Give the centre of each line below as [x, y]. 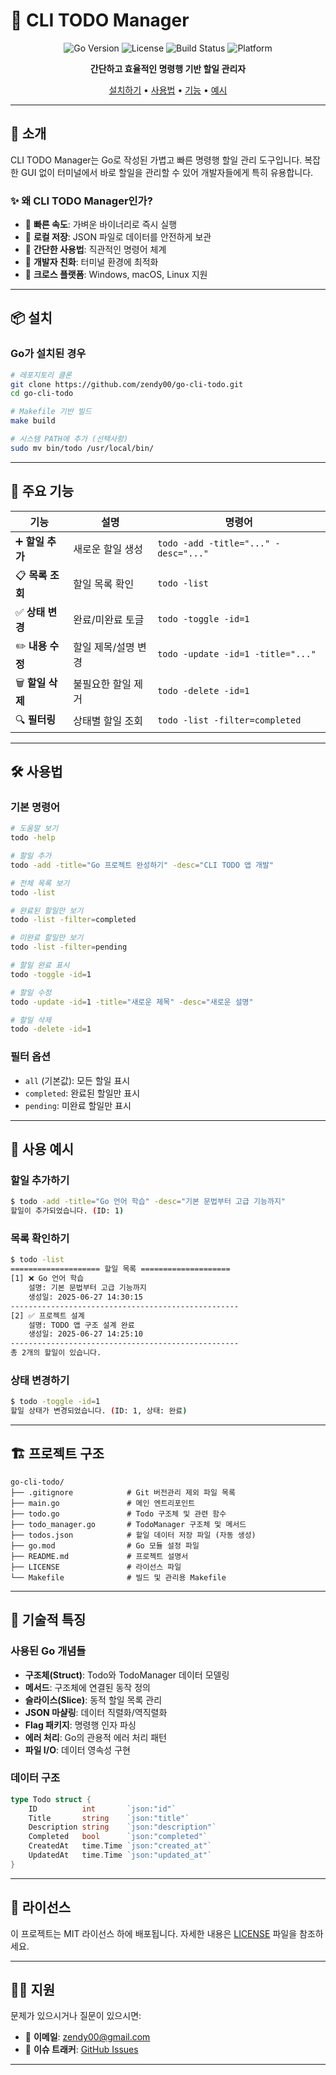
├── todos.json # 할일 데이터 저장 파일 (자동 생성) [133, 1535]
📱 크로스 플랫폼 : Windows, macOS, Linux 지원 [116, 275]
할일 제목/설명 [104, 647]
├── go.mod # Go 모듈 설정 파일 [105, 1545]
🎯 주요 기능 [42, 491]
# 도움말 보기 [34, 829]
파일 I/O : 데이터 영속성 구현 [77, 1750]
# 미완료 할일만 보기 [47, 938]
